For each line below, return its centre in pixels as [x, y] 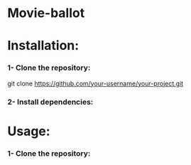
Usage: [29, 131]
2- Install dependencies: [50, 102]
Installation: [43, 46]
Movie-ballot [46, 13]
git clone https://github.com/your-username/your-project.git [95, 83]
